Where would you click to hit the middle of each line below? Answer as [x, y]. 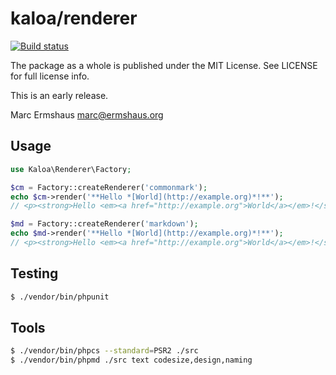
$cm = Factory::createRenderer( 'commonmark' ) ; [109, 187]
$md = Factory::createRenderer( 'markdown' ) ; [104, 224]
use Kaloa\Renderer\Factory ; [71, 169]
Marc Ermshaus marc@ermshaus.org [87, 114]
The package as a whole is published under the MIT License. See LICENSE [164, 65]
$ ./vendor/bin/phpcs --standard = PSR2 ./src [104, 351]
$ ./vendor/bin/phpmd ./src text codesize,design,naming [131, 360]
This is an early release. [59, 95]
